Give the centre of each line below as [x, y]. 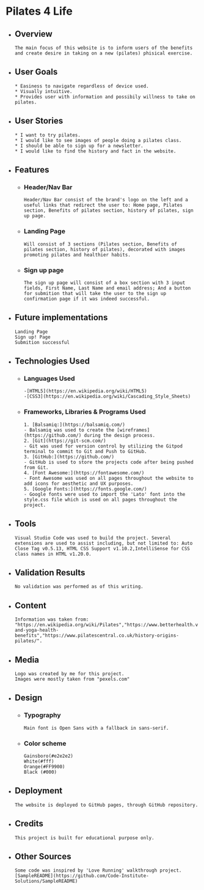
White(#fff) [39, 761]
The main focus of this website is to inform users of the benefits [104, 48]
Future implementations [61, 317]
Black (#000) [40, 772]
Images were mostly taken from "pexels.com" [72, 679]
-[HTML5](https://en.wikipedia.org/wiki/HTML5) [85, 391]
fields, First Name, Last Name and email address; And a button [107, 288]
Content [31, 605]
